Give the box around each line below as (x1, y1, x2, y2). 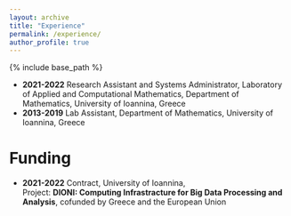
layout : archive (9, 12, 69, 22)
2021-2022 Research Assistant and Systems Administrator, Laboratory (21, 79, 283, 90)
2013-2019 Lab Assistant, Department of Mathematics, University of (21, 108, 274, 118)
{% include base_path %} (9, 62, 103, 73)
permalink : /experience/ (9, 29, 101, 38)
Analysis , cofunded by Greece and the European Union (21, 196, 227, 207)
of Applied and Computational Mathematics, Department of (21, 89, 239, 100)
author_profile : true (9, 37, 90, 47)
